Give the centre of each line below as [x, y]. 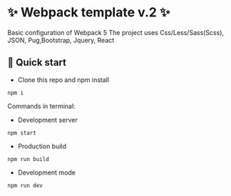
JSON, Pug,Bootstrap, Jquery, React [61, 40]
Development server [48, 120]
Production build [42, 146]
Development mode [47, 172]
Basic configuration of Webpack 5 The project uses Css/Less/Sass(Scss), [116, 32]
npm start [22, 133]
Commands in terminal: [42, 106]
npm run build [29, 159]
